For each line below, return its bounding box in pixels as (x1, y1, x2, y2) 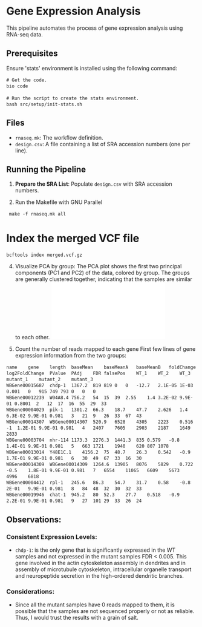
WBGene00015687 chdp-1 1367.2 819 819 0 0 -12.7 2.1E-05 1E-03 (6, 382, 194, 389)
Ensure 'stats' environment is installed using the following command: (6, 64, 177, 72)
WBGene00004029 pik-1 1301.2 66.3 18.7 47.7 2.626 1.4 (6, 407, 188, 413)
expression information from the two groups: (15, 352, 127, 359)
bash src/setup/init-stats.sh (6, 101, 83, 107)
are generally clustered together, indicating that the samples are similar (15, 276, 192, 283)
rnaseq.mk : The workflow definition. (15, 134, 104, 141)
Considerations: (6, 587, 55, 595)
